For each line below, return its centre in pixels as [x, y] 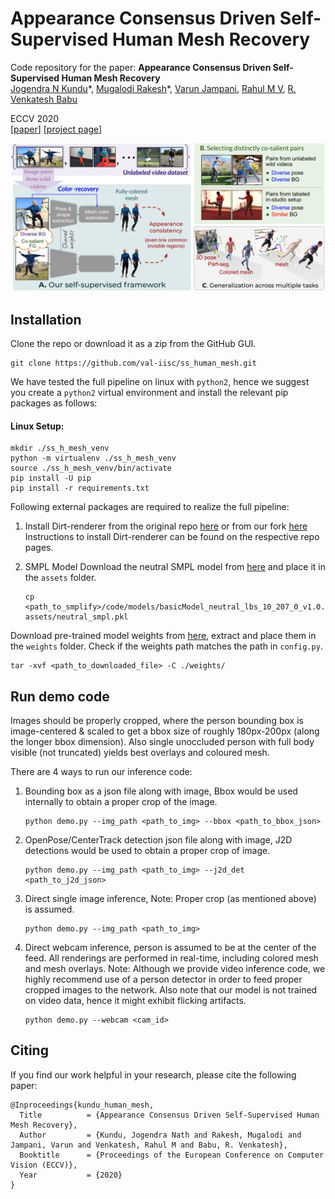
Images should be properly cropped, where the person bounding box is [157, 720]
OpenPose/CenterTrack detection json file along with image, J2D [158, 840]
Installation [46, 319]
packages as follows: [54, 403]
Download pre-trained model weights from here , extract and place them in [163, 636]
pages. [39, 548]
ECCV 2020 [35, 118]
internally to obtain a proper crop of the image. [121, 801]
